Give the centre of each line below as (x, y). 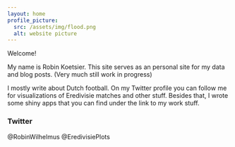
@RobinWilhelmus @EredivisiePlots (59, 136)
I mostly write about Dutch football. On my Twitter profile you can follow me (117, 88)
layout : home (26, 14)
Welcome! (22, 53)
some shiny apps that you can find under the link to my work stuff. (103, 103)
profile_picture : (33, 20)
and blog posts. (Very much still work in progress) (80, 75)
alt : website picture (46, 33)
